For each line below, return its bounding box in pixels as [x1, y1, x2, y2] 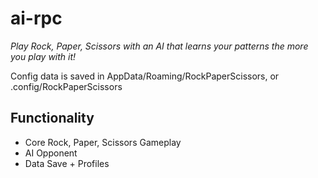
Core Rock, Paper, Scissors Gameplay [24, 136, 182, 148]
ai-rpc [10, 7, 63, 30]
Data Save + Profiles [24, 157, 110, 169]
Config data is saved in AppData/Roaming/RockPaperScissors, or [10, 70, 280, 82]
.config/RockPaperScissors [10, 80, 123, 92]
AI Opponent [24, 147, 78, 159]
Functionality [10, 110, 95, 127]
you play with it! [10, 50, 77, 62]
